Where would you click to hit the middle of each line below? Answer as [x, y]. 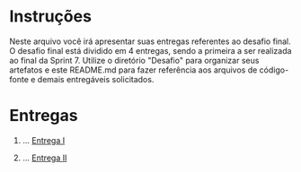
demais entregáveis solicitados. [96, 79]
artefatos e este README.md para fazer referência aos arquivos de [133, 70]
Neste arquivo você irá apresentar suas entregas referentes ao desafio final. [150, 41]
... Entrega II [44, 158]
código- [274, 70]
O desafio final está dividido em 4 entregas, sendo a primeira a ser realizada [150, 50]
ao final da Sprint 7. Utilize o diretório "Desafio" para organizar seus [134, 60]
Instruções [51, 17]
